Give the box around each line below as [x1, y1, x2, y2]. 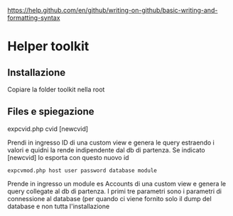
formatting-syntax [7, 13, 60, 22]
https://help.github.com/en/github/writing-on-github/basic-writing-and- [7, 6, 218, 14]
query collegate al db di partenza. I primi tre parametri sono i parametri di [7, 187, 222, 195]
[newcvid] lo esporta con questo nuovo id [7, 153, 129, 161]
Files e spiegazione [7, 106, 94, 118]
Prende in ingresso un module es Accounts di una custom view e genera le [7, 179, 227, 188]
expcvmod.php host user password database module [7, 166, 158, 174]
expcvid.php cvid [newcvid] [7, 124, 89, 133]
